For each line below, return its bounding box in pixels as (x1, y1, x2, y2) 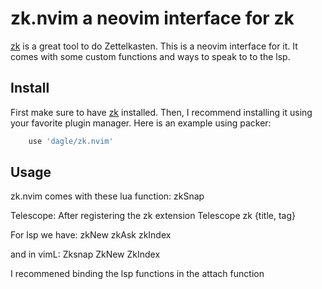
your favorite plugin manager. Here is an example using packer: (10, 117, 272, 129)
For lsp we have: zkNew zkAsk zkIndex (10, 229, 172, 241)
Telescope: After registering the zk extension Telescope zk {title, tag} (10, 210, 296, 222)
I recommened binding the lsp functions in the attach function (10, 268, 265, 280)
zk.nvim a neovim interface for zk (10, 7, 295, 30)
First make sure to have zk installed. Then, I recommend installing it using (10, 106, 313, 118)
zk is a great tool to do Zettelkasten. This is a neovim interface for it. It (10, 40, 298, 52)
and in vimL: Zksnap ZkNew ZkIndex (10, 248, 161, 261)
